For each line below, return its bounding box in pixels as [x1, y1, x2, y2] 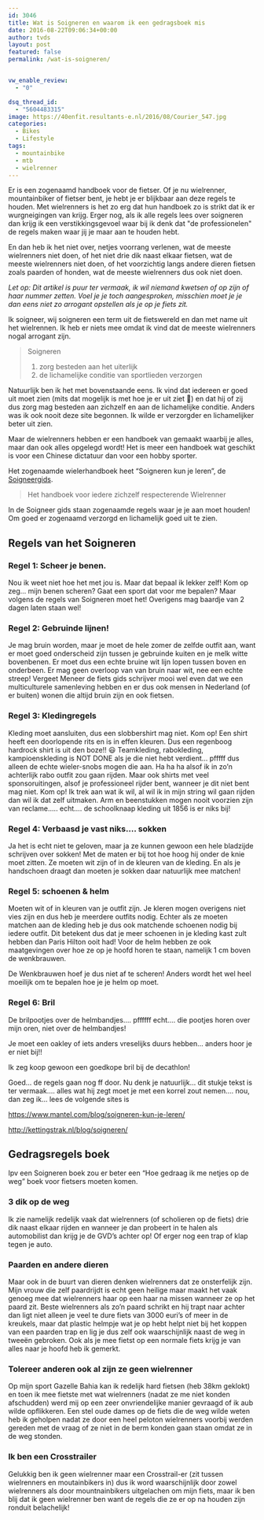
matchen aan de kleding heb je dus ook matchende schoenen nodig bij [8, 920, 238, 930]
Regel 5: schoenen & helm [8, 886, 110, 897]
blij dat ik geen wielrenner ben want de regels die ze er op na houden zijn [8, 1494, 246, 1503]
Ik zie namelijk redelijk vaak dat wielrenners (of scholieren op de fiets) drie [8, 1214, 249, 1224]
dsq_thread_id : [8, 98, 58, 106]
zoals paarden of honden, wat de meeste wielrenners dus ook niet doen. [8, 268, 243, 277]
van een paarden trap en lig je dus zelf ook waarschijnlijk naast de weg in [8, 1327, 246, 1337]
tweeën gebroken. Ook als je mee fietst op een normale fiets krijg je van [8, 1335, 241, 1344]
